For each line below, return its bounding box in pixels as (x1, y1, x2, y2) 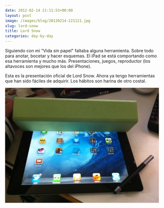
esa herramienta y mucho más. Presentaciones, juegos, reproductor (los (5, 58, 150, 64)
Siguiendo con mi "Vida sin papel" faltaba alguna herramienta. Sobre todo (5, 48, 154, 53)
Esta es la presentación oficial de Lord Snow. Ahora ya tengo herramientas (5, 73, 155, 78)
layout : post (5, 13, 32, 18)
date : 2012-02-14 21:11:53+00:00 (5, 8, 73, 13)
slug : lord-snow (5, 23, 38, 28)
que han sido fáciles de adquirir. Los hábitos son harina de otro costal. (5, 78, 146, 84)
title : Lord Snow (5, 28, 41, 34)
